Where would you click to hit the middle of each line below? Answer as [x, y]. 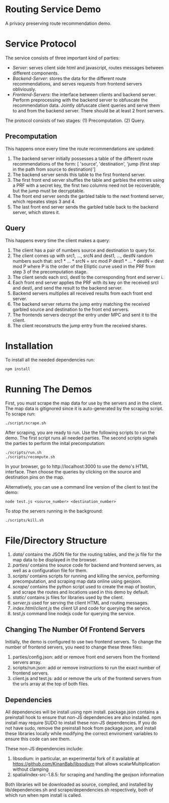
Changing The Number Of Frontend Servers [75, 630]
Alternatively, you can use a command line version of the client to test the [81, 487]
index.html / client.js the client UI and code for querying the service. [82, 608]
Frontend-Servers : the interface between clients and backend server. [84, 94]
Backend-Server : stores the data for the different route [69, 78]
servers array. [27, 662]
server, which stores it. [36, 212]
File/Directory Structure [56, 540]
